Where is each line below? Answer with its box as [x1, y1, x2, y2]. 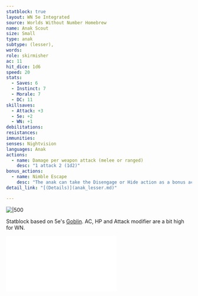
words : [6, 47, 22, 53]
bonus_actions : [6, 168, 44, 175]
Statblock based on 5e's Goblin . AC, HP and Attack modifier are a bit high [6, 217, 184, 225]
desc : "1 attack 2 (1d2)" [16, 163, 81, 169]
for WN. [6, 224, 25, 231]
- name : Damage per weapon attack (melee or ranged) [11, 157, 144, 163]
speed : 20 [6, 69, 31, 75]
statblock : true [6, 8, 46, 15]
